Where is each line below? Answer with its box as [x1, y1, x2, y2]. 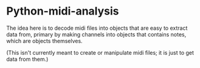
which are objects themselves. [6, 37, 83, 44]
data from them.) [6, 55, 49, 63]
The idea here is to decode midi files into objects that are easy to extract [6, 24, 188, 32]
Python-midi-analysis [6, 4, 120, 18]
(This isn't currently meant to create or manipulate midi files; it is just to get [6, 49, 195, 56]
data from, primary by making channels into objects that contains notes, [6, 30, 187, 38]
